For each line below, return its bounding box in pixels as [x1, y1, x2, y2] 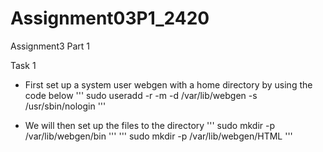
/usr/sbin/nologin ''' [24, 100, 107, 112]
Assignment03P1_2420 [10, 7, 210, 30]
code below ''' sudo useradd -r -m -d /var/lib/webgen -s [24, 89, 258, 101]
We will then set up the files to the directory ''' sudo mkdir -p [24, 119, 275, 131]
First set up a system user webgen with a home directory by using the [24, 78, 313, 91]
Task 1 [10, 59, 37, 71]
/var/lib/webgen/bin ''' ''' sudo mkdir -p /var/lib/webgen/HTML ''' [24, 130, 293, 142]
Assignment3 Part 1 [10, 40, 91, 52]
